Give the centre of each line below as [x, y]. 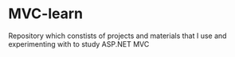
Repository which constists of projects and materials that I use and [117, 36]
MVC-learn [46, 14]
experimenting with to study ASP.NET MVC [79, 44]
